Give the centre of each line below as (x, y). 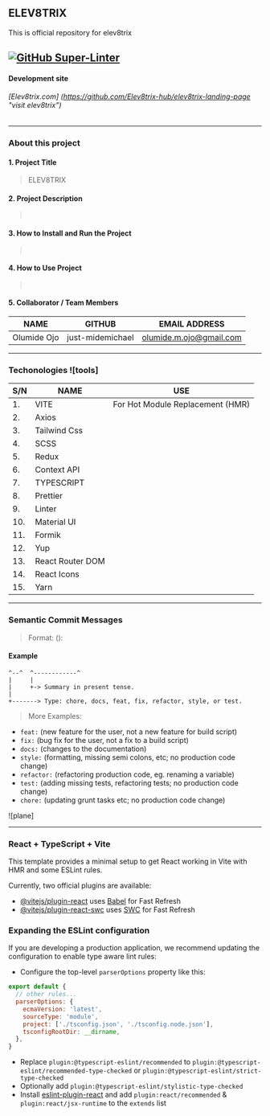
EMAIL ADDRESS (192, 323)
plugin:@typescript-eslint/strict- (202, 1071)
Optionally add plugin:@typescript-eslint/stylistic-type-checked (131, 1086)
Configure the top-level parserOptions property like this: (113, 972)
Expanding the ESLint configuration (79, 930)
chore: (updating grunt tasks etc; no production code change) (123, 800)
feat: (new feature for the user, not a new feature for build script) (129, 732)
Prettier (49, 496)
